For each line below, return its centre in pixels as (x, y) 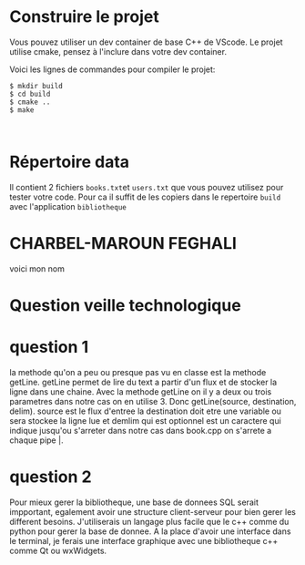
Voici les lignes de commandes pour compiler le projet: (112, 69)
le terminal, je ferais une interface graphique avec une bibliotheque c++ (144, 540)
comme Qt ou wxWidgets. (58, 550)
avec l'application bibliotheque (68, 206)
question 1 (49, 347)
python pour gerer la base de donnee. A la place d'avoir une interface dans (150, 531)
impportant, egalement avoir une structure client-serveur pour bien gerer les (152, 511)
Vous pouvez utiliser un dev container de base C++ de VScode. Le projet (147, 42)
